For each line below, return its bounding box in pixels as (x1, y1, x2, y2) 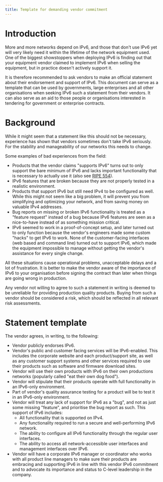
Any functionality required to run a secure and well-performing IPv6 (19, 420, 156, 426)
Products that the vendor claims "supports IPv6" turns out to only (12, 162, 144, 168)
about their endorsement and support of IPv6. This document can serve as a (5, 79, 159, 85)
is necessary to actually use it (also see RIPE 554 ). (12, 173, 113, 179)
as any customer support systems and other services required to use (12, 358, 151, 364)
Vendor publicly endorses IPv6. (12, 342, 75, 348)
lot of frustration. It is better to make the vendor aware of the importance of (5, 265, 156, 270)
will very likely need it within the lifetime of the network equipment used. (5, 49, 150, 55)
